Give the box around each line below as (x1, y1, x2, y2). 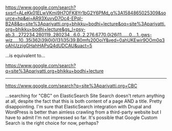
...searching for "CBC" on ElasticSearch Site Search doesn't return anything (5, 92, 165, 99)
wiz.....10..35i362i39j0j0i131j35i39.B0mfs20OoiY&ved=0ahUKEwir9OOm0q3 (5, 37, 165, 43)
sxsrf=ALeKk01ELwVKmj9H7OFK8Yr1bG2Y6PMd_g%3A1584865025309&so (5, 10, 166, 16)
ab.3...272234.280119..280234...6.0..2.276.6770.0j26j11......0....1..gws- (5, 32, 152, 38)
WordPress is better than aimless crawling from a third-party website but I (5, 109, 161, 115)
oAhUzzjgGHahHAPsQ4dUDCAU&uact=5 (5, 43, 93, 48)
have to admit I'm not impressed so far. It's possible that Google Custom (5, 115, 158, 120)
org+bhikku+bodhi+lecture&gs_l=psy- (5, 26, 86, 32)
